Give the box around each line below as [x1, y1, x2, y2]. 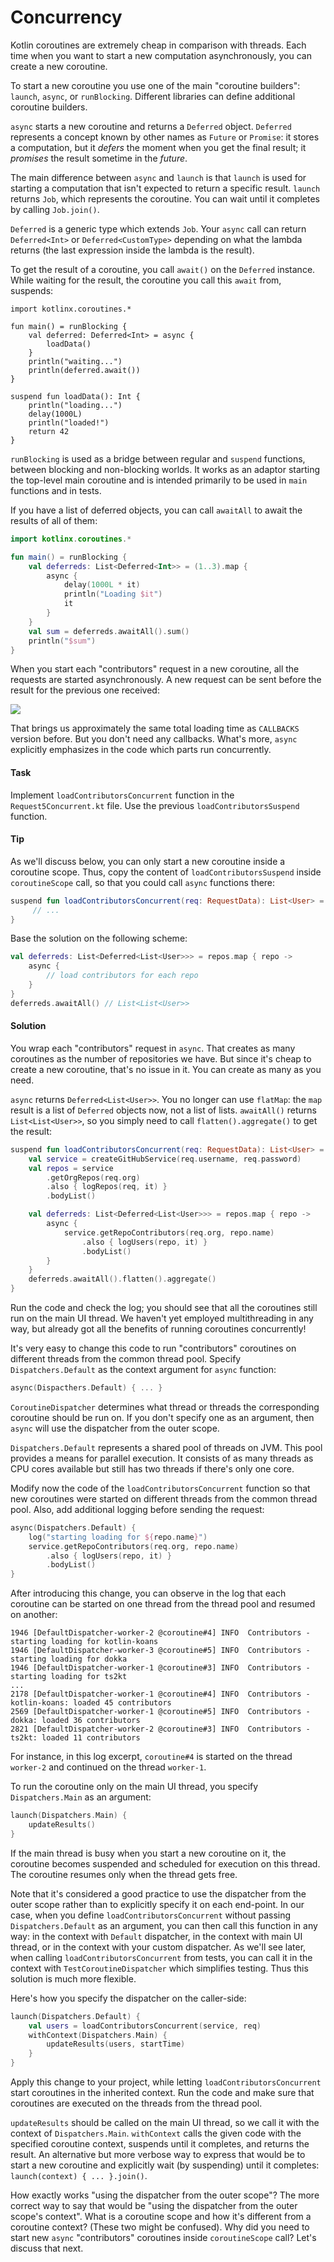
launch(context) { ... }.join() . [10, 2170, 148, 2182]
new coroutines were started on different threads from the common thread [10, 1492, 318, 1505]
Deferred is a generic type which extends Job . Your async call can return [10, 222, 307, 235]
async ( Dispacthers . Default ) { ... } [10, 1383, 163, 1393]
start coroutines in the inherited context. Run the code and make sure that [10, 2087, 315, 2099]
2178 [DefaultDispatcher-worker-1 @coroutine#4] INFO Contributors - [10, 1689, 311, 1700]
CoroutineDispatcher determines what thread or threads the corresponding [10, 1401, 320, 1413]
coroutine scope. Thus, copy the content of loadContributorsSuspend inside [10, 866, 322, 878]
